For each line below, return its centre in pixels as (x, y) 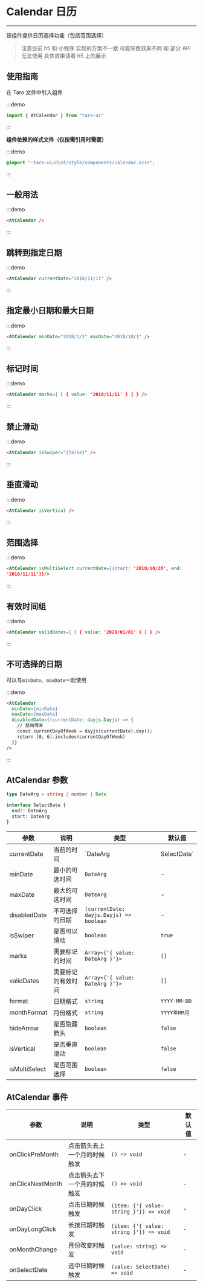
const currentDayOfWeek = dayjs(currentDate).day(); (85, 731)
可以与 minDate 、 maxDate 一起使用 (47, 680)
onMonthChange (33, 1249)
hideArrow (24, 1028)
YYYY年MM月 (175, 1013)
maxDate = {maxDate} (35, 714)
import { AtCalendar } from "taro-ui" (55, 115)
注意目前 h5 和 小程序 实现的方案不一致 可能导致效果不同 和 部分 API (106, 48)
